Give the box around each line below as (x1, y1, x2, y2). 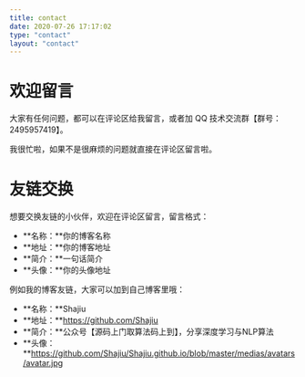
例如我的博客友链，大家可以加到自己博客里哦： (9, 284, 185, 295)
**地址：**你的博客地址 (22, 242, 111, 253)
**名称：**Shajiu (22, 303, 86, 315)
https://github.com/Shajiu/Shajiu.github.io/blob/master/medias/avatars (30, 348, 296, 359)
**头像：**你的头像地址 (22, 265, 111, 276)
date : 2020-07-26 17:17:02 (9, 22, 112, 31)
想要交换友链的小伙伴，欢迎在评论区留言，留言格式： (9, 211, 209, 222)
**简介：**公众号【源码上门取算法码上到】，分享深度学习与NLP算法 (22, 326, 275, 338)
